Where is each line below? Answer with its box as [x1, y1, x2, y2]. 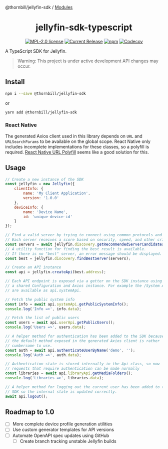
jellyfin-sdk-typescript [35, 22, 132, 33]
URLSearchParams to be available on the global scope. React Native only [5, 138, 151, 144]
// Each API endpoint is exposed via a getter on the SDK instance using [5, 278, 162, 284]
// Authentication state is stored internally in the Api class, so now [5, 361, 160, 367]
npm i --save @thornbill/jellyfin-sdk [5, 91, 86, 96]
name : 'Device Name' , [23, 209, 68, 215]
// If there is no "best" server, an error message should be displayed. [5, 251, 162, 256]
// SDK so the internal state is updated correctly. [5, 389, 117, 394]
